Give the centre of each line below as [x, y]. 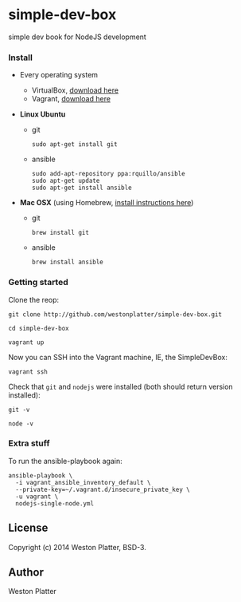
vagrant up [26, 342]
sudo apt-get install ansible [82, 188]
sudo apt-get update [66, 181]
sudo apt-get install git [74, 145]
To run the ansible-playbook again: [66, 461]
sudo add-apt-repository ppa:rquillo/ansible [108, 174]
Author [26, 572]
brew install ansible [67, 262]
